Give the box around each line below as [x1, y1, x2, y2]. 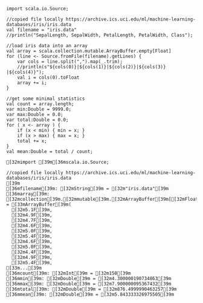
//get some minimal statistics [6, 96, 85, 102]
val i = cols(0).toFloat [17, 74, 80, 80]
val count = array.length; [6, 101, 74, 107]
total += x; [17, 138, 47, 144]
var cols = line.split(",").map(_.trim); [17, 59, 123, 65]
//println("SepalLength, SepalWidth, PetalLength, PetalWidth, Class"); [6, 32, 193, 38]
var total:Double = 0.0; [6, 117, 69, 123]
